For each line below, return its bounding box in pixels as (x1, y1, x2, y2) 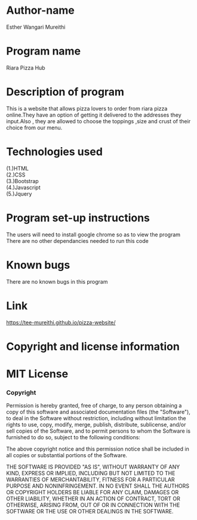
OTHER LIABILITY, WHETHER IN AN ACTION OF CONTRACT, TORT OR (6, 495, 180, 503)
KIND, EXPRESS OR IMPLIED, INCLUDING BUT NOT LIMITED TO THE (6, 470, 176, 477)
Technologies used (6, 145, 103, 159)
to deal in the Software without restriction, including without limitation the (6, 415, 186, 422)
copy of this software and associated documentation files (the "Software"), (6, 408, 191, 416)
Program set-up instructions (6, 211, 150, 224)
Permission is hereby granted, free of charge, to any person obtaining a (6, 402, 182, 409)
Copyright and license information (6, 339, 180, 353)
